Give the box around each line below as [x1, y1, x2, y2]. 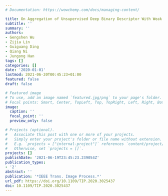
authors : [5, 30, 23, 35]
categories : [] [5, 63, 37, 68]
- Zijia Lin [5, 39, 30, 45]
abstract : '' [5, 169, 32, 174]
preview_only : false [9, 118, 52, 123]
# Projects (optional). [5, 127, 55, 132]
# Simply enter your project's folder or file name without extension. [5, 136, 162, 141]
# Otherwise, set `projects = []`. [5, 146, 84, 151]
